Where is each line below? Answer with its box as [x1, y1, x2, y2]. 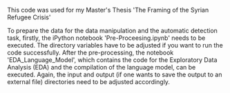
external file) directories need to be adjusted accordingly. [7, 78, 171, 85]
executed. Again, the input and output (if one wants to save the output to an [7, 70, 222, 79]
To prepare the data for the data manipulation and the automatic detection [7, 27, 218, 34]
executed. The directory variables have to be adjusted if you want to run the [7, 41, 223, 49]
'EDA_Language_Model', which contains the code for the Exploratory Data [7, 56, 218, 64]
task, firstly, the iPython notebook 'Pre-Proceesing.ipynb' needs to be [7, 34, 206, 42]
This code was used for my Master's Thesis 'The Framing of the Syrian [7, 6, 209, 14]
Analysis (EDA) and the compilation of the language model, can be [7, 63, 196, 71]
